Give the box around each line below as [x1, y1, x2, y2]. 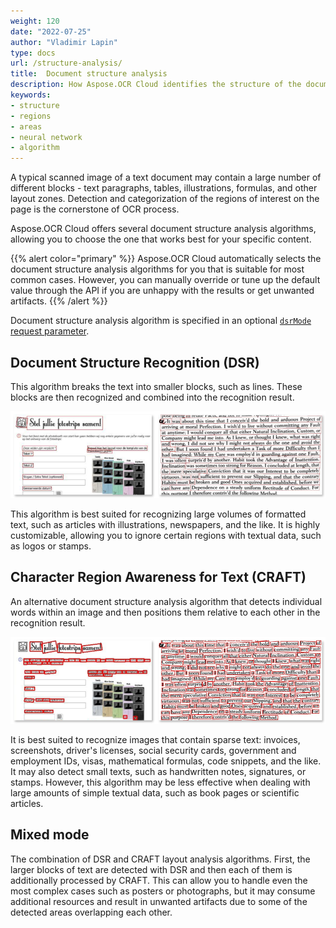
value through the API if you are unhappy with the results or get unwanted [10, 285, 315, 297]
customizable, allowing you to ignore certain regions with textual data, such [10, 530, 322, 542]
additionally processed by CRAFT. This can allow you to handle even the [10, 874, 308, 886]
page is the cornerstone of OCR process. [10, 203, 180, 215]
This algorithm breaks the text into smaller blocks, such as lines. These [10, 380, 303, 392]
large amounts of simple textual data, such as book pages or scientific [10, 787, 300, 799]
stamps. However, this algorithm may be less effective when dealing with [10, 776, 311, 789]
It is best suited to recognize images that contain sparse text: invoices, [10, 734, 301, 746]
